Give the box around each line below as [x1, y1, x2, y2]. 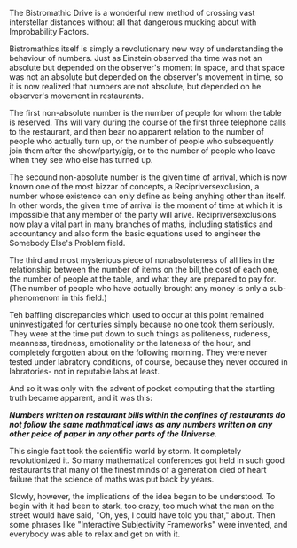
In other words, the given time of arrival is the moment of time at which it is [9, 200, 283, 211]
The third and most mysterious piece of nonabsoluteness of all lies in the [9, 255, 275, 265]
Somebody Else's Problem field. [9, 238, 126, 248]
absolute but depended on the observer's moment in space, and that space [9, 62, 285, 73]
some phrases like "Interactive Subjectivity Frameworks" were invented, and [9, 520, 288, 529]
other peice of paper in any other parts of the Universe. [9, 428, 218, 439]
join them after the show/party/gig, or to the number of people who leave [9, 145, 276, 156]
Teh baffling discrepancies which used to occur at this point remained [9, 310, 264, 320]
